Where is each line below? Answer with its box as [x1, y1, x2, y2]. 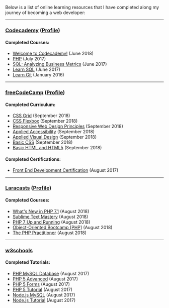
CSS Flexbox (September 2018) [12, 118, 78, 124]
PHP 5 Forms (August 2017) [12, 281, 70, 287]
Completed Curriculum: [5, 101, 56, 108]
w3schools [5, 247, 33, 254]
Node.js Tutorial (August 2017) [12, 297, 76, 303]
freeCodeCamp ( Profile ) [5, 89, 65, 96]
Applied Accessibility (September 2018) [12, 129, 95, 135]
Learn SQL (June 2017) [12, 66, 60, 72]
